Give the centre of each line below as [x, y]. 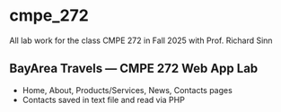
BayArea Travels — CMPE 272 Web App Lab [134, 69]
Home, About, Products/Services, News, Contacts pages [127, 90]
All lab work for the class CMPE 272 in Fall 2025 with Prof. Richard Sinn [141, 40]
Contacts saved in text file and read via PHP [104, 99]
